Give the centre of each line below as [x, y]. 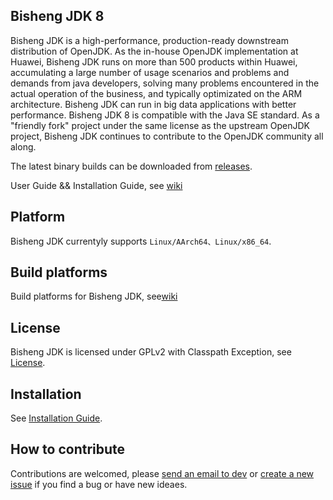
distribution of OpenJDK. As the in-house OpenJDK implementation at [154, 51]
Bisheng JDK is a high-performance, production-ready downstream [149, 40]
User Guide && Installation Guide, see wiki [96, 185]
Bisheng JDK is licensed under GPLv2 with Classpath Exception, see [151, 352]
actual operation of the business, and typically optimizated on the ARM [156, 93]
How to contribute [68, 449]
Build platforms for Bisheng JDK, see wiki [94, 296]
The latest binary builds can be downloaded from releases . [131, 166]
